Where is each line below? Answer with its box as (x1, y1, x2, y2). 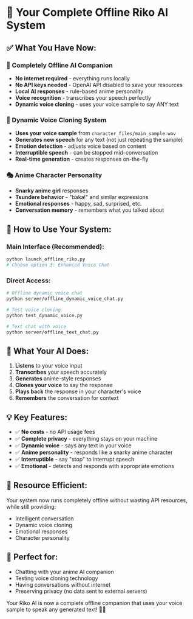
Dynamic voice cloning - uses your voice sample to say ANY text (15, 100, 179, 108)
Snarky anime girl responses (15, 187, 89, 194)
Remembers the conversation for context (15, 394, 119, 402)
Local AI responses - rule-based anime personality (15, 88, 144, 95)
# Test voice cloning (6, 307, 61, 313)
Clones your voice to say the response (15, 382, 113, 389)
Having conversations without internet (15, 581, 111, 588)
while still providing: (6, 503, 56, 510)
